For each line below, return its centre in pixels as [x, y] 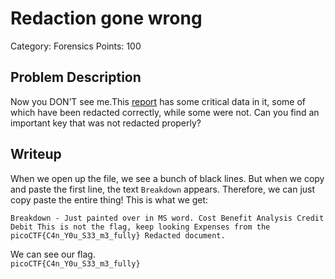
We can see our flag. [53, 254]
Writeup [36, 154]
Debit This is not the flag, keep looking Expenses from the [140, 227]
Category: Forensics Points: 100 [76, 46]
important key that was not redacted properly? [106, 123]
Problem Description [76, 77]
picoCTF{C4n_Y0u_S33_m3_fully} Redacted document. [118, 235]
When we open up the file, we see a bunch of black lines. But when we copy [167, 178]
